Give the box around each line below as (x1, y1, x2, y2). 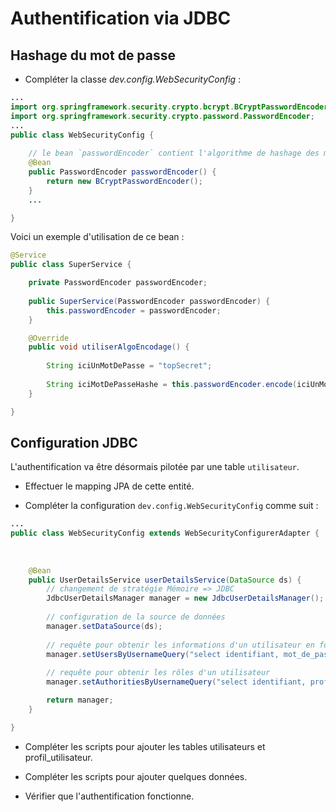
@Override (28, 333, 70, 343)
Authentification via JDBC (10, 7, 232, 30)
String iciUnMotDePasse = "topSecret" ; (46, 361, 213, 371)
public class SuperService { (10, 260, 132, 270)
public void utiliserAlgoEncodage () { (28, 342, 190, 352)
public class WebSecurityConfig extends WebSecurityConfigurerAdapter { (10, 528, 320, 539)
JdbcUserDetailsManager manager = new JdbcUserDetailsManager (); (46, 593, 325, 604)
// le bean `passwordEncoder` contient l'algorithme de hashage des (28, 148, 320, 159)
